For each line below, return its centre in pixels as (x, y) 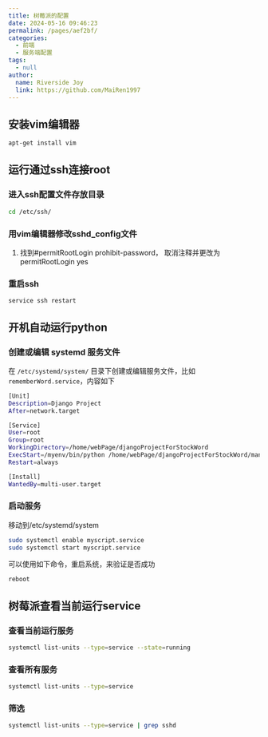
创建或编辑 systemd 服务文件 (64, 352)
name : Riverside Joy (49, 82)
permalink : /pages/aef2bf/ (53, 30)
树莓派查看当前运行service (75, 606)
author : (21, 75)
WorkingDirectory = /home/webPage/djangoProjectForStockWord (108, 448)
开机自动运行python (58, 327)
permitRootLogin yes (54, 261)
